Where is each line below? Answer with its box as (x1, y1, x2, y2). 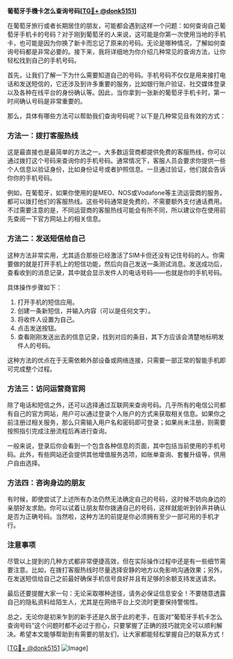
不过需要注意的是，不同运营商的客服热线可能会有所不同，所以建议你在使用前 (7, 206, 226, 215)
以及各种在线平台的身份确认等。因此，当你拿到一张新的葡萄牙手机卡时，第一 (7, 88, 226, 97)
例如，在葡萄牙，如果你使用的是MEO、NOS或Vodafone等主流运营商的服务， (7, 189, 226, 197)
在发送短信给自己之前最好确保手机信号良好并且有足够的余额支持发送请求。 (7, 574, 220, 583)
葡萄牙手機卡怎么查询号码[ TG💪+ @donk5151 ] (7, 7, 137, 15)
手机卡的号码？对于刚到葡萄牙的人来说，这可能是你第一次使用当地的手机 (19, 31, 226, 38)
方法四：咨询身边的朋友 (7, 478, 85, 487)
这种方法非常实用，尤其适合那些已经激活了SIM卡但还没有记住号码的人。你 (7, 251, 219, 259)
